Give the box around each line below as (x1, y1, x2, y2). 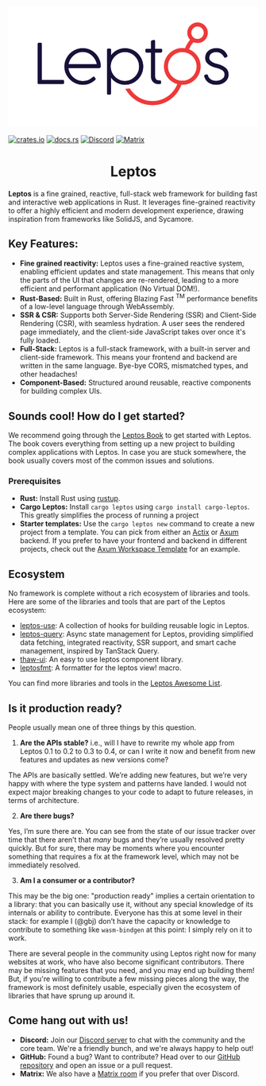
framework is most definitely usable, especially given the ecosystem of (8, 983, 241, 992)
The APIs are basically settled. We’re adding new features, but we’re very (8, 770, 248, 780)
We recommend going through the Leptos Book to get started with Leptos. (8, 431, 252, 440)
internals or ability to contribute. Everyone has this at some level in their (8, 908, 242, 917)
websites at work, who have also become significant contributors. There (8, 957, 245, 967)
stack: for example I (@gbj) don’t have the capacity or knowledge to (8, 917, 230, 926)
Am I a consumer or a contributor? (19, 876, 136, 886)
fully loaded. (19, 335, 61, 345)
